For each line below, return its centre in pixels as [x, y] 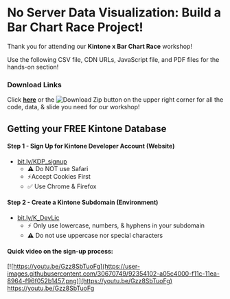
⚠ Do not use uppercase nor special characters [95, 236]
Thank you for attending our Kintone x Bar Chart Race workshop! [100, 46]
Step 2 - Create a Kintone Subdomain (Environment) [83, 202]
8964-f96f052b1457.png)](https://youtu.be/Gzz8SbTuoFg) [90, 281]
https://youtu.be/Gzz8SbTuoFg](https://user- [77, 267]
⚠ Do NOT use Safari [58, 168]
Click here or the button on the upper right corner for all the [115, 100]
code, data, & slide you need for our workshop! [73, 107]
